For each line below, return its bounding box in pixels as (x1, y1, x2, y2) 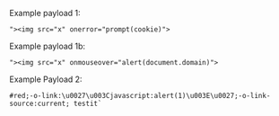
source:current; (9, 99, 70, 108)
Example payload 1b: (9, 40, 86, 51)
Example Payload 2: (9, 74, 83, 85)
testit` (73, 99, 102, 108)
